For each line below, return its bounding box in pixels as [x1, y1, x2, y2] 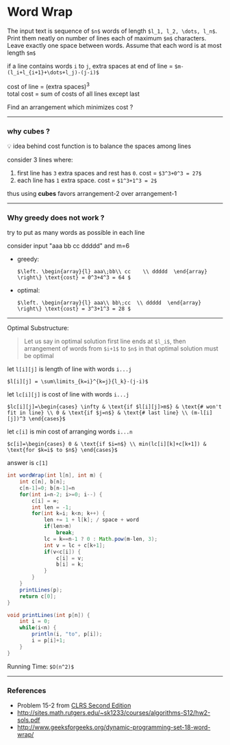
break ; [55, 529, 75, 536]
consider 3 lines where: [7, 155, 73, 164]
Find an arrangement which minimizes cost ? [7, 103, 133, 111]
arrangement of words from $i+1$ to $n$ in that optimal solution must [23, 344, 219, 353]
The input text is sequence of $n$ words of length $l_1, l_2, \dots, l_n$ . [7, 27, 218, 35]
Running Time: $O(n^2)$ [7, 662, 75, 670]
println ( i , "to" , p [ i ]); [31, 631, 103, 637]
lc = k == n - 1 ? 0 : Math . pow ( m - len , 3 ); [43, 535, 158, 542]
